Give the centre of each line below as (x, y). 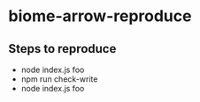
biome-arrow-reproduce (100, 16)
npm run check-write (59, 79)
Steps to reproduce (62, 49)
